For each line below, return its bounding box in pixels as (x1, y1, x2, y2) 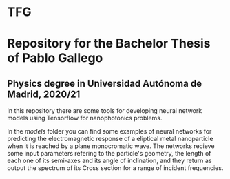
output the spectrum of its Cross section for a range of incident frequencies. (7, 164, 224, 172)
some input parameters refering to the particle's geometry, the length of (7, 149, 211, 158)
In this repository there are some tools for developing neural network (7, 107, 202, 115)
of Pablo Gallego (7, 50, 103, 66)
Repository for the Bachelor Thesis (7, 36, 211, 52)
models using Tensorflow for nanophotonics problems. (7, 114, 163, 123)
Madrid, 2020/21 (7, 88, 81, 100)
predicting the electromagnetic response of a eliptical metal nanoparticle (7, 135, 213, 143)
